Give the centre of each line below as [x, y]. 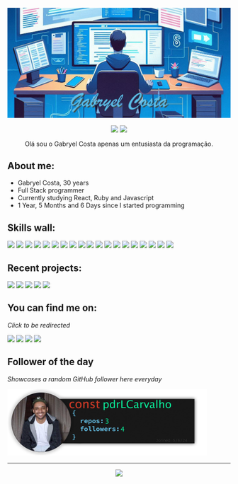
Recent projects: [45, 268]
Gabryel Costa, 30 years [53, 183]
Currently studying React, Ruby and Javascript [86, 198]
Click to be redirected [39, 325]
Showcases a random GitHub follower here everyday [85, 379]
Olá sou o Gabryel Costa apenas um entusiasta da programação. [119, 144]
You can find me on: [52, 308]
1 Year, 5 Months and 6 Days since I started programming [101, 205]
